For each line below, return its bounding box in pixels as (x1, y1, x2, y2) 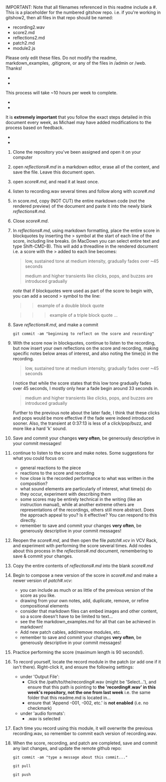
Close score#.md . (12, 218, 49, 224)
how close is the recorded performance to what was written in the (20, 476, 154, 481)
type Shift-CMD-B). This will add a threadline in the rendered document (12, 243, 158, 249)
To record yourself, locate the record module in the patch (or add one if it (12, 659, 162, 664)
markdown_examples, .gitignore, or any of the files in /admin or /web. (5, 60, 147, 66)
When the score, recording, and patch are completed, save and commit (12, 740, 158, 746)
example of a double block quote (37, 303, 104, 308)
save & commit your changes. (12, 553, 73, 559)
